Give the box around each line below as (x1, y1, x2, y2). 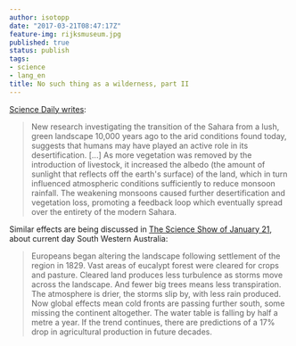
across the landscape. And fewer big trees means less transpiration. (30, 278, 282, 290)
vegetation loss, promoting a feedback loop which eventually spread (30, 197, 284, 208)
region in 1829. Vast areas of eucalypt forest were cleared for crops (30, 259, 279, 270)
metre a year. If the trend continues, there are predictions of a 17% (30, 317, 275, 327)
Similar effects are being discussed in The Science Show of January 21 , (9, 224, 273, 235)
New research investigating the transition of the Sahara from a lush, (30, 121, 280, 132)
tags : (9, 54, 29, 63)
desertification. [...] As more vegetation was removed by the (30, 149, 252, 161)
